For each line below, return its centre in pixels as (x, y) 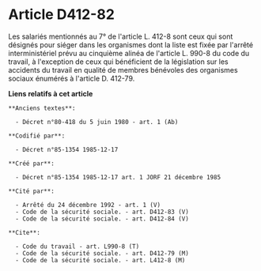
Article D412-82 (61, 15)
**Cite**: (25, 232)
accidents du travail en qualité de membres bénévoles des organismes (123, 70)
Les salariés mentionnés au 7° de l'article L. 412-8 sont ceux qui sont (121, 36)
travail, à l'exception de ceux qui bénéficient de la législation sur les (118, 62)
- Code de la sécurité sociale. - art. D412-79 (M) (102, 253)
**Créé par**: (32, 164)
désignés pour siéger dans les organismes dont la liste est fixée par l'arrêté (131, 44)
